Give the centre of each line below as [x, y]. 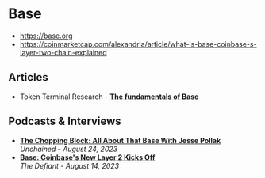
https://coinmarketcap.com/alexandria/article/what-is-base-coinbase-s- [138, 44]
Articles [29, 77]
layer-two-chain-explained [63, 52]
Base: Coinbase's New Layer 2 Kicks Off [87, 157]
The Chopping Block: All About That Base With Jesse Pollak [120, 140]
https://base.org [46, 36]
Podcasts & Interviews [65, 121]
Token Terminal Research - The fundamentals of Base [109, 97]
